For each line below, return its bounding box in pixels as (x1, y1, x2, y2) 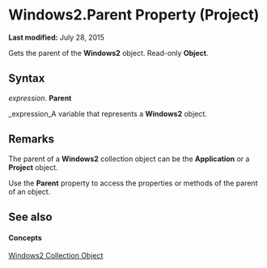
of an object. (8, 186, 51, 196)
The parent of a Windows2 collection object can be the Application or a (8, 154, 250, 164)
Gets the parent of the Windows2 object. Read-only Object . (8, 48, 209, 57)
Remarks (8, 132, 55, 147)
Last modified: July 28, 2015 (8, 32, 105, 42)
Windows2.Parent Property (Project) (8, 6, 260, 24)
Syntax (8, 71, 45, 86)
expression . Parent (8, 93, 72, 103)
